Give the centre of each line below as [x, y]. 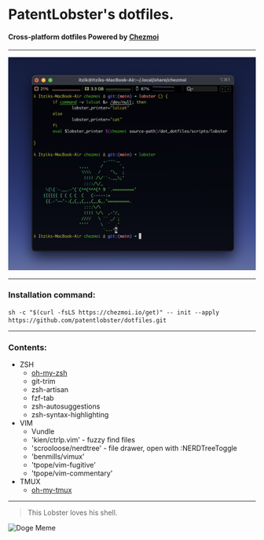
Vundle [43, 431]
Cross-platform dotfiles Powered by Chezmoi [84, 36]
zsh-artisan [50, 390]
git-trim [43, 381]
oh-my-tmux [51, 490]
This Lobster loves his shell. [72, 512]
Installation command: [52, 295]
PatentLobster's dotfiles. [91, 15]
